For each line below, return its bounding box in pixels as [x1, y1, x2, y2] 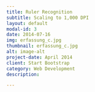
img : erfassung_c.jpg [6, 37, 62, 43]
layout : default [6, 20, 48, 26]
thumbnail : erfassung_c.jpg [6, 43, 78, 49]
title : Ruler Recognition [6, 9, 72, 15]
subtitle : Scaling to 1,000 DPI [6, 15, 89, 21]
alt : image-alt [6, 49, 45, 55]
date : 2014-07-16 [6, 32, 51, 38]
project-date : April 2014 [6, 54, 72, 60]
